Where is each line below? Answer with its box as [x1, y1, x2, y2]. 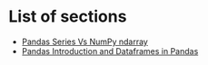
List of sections [8, 6, 127, 27]
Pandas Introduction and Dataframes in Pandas [21, 45, 199, 56]
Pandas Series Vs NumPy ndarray [21, 36, 149, 47]
